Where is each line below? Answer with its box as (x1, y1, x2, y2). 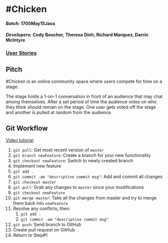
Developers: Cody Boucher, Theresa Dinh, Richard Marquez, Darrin (6, 32, 149, 38)
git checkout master (13, 179, 56, 185)
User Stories (6, 50, 37, 57)
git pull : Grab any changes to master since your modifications (13, 184, 144, 190)
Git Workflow (6, 124, 48, 132)
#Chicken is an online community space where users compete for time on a (6, 79, 162, 85)
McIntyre (6, 37, 26, 43)
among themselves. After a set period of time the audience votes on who (6, 99, 157, 105)
